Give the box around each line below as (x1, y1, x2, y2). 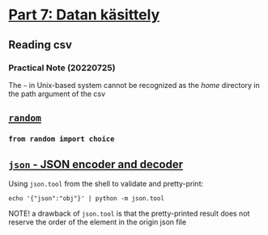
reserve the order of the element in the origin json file (8, 217, 187, 227)
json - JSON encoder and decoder (8, 157, 184, 171)
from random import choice (8, 135, 115, 144)
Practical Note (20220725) (8, 62, 116, 73)
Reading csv (8, 38, 73, 52)
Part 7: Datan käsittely (8, 6, 160, 24)
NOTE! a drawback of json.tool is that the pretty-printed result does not (8, 208, 250, 218)
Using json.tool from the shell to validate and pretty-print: (8, 179, 204, 188)
